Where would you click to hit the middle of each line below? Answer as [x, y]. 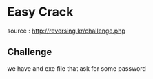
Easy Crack [40, 12]
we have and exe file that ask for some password [77, 68]
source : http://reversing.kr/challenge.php [67, 31]
